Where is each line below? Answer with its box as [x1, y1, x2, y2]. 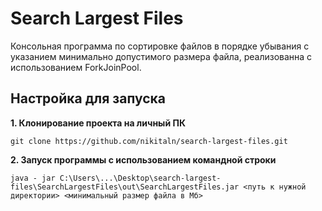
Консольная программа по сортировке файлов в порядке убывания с [10, 40, 310, 52]
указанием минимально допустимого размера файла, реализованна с [10, 50, 313, 62]
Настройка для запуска [10, 90, 167, 107]
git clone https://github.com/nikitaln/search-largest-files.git [10, 136, 288, 146]
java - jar [10, 173, 56, 183]
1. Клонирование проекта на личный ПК [10, 117, 186, 129]
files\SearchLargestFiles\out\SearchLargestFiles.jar [10, 182, 240, 192]
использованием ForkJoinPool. [10, 61, 142, 73]
